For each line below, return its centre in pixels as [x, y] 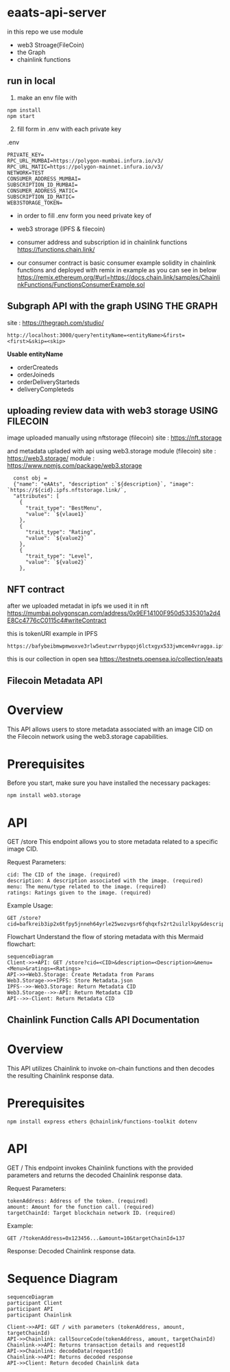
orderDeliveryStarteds [48, 381]
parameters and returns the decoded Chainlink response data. [95, 1175]
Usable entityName [35, 354]
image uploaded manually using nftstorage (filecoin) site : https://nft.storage [115, 438]
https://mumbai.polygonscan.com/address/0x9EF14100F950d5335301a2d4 [114, 613]
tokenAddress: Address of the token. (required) [78, 1201]
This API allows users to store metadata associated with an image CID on [110, 729]
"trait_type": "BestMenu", [64, 508]
